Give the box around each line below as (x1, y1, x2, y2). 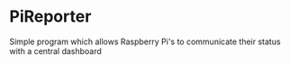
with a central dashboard (9, 45, 102, 56)
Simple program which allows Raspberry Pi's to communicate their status (9, 36, 281, 47)
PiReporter (9, 6, 92, 27)
